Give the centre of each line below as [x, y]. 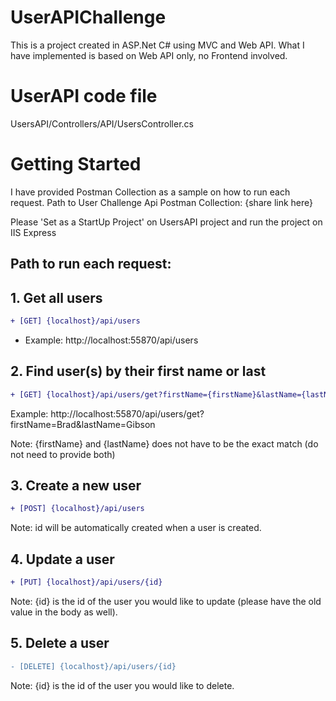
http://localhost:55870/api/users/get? [127, 413]
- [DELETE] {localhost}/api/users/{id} [93, 666]
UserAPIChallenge [88, 17]
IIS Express [33, 232]
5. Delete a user [60, 643]
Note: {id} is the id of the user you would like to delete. [122, 685]
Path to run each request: [91, 264]
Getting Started [76, 164]
